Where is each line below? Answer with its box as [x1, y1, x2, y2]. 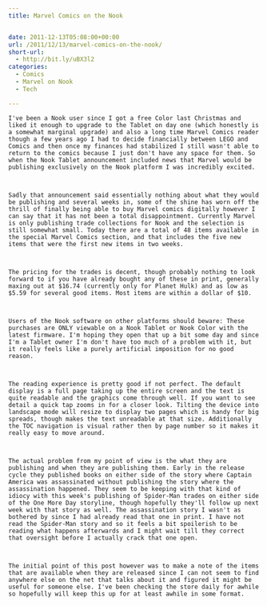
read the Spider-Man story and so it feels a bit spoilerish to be [8, 520, 238, 528]
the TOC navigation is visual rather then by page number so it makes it [8, 421, 260, 430]
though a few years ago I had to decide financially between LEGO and [8, 135, 249, 143]
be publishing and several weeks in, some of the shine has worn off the [8, 197, 260, 206]
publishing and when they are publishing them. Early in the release [8, 464, 245, 472]
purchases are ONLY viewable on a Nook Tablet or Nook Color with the [8, 324, 249, 332]
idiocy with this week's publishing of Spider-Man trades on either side [8, 492, 260, 500]
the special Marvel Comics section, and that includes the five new [8, 233, 241, 241]
